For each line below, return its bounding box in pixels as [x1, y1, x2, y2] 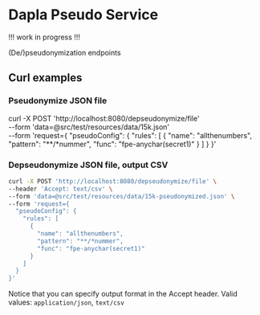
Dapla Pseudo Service [8, 6, 159, 24]
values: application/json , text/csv [8, 297, 124, 307]
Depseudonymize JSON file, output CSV [8, 159, 169, 170]
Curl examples [8, 71, 83, 85]
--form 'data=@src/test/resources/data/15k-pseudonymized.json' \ [8, 192, 235, 200]
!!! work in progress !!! [8, 32, 80, 42]
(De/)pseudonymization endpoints [8, 47, 122, 57]
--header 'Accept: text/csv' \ [8, 185, 113, 193]
